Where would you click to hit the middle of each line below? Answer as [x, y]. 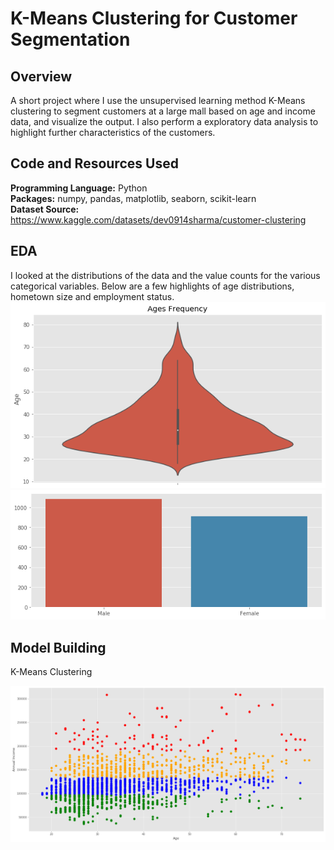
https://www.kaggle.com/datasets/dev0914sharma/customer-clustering [158, 219]
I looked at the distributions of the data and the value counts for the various [165, 275]
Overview [41, 76]
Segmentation [70, 39]
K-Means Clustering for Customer [154, 18]
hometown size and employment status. [92, 296]
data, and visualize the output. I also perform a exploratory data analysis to [164, 121]
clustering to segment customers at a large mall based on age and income [163, 111]
